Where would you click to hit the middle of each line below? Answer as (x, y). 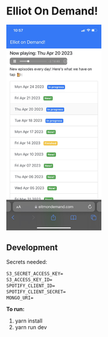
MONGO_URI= (20, 298)
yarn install (29, 321)
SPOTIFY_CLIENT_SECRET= (36, 292)
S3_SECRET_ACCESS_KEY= (35, 274)
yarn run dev (31, 327)
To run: (15, 309)
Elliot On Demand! (52, 11)
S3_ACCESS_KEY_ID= (29, 280)
